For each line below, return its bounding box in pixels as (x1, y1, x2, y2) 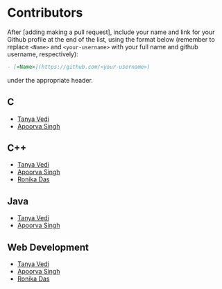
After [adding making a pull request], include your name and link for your (7, 28, 215, 36)
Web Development (7, 241, 89, 253)
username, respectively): (7, 50, 78, 58)
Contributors (7, 5, 83, 21)
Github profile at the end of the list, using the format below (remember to (7, 35, 215, 43)
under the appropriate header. (7, 76, 94, 84)
